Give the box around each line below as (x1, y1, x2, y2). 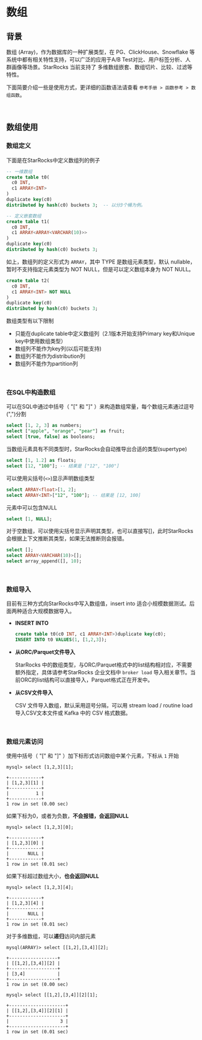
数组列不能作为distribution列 (14, 352, 86, 360)
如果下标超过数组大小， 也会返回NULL (6, 873, 99, 880)
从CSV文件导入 (14, 689, 53, 697)
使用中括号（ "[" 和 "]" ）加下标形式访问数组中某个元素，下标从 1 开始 (6, 752, 179, 760)
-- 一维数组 (6, 168, 33, 174)
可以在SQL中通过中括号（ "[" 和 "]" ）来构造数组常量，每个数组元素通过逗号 (6, 403, 194, 410)
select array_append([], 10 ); (6, 558, 82, 564)
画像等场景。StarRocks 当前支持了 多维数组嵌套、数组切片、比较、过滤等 (11, 64, 193, 70)
